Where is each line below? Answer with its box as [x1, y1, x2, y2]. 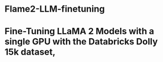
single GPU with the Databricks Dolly [4, 36, 158, 47]
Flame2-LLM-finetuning [4, 3, 105, 15]
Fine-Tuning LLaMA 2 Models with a [4, 26, 155, 37]
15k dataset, [4, 46, 56, 58]
